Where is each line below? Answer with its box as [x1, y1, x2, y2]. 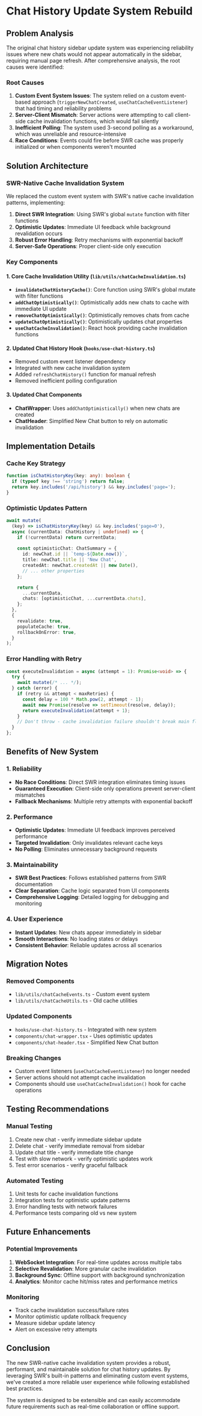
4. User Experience [6, 915, 63, 923]
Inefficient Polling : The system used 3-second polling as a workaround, [14, 124, 194, 131]
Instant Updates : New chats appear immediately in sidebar [14, 929, 162, 936]
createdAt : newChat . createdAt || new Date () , [22, 562, 138, 568]
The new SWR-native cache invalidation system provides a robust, [6, 1359, 171, 1366]
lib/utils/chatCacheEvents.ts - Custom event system [14, 991, 150, 998]
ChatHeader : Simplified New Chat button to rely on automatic [14, 417, 168, 424]
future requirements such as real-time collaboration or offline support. [6, 1403, 180, 1410]
